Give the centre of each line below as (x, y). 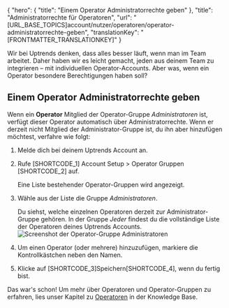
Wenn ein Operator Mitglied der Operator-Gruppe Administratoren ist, (108, 114)
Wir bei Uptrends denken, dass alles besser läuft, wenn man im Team (107, 53)
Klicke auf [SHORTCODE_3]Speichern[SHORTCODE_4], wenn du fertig (119, 268)
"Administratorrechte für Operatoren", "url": (70, 17)
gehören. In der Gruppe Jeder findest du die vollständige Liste (130, 219)
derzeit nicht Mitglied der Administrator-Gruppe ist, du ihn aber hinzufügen (115, 129)
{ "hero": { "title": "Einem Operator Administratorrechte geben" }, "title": (110, 10)
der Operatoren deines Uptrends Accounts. (79, 226)
